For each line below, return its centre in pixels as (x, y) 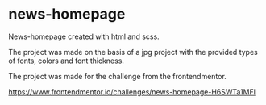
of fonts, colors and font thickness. (66, 61)
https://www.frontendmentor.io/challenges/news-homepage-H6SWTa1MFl (132, 92)
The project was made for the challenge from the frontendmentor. (118, 76)
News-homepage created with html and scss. (84, 36)
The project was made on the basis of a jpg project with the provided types (133, 52)
